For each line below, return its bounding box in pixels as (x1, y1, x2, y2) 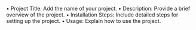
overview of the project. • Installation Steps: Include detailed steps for (6, 11, 179, 18)
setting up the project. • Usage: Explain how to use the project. (6, 18, 161, 24)
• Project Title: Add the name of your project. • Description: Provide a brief (6, 5, 191, 12)
